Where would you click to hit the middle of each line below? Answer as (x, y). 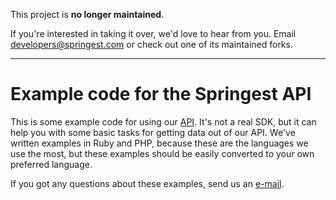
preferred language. (51, 164)
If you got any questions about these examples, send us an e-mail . (147, 183)
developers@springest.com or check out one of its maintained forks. (151, 44)
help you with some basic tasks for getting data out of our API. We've (153, 132)
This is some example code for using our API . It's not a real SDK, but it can (163, 121)
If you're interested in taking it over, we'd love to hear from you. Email (153, 33)
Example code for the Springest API (161, 94)
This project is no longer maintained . (87, 14)
